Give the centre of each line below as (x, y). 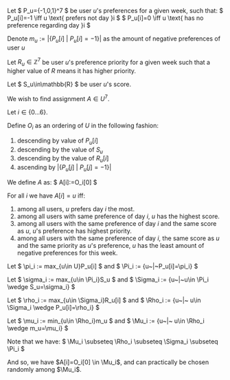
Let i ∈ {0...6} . (27, 112)
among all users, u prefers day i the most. (76, 209)
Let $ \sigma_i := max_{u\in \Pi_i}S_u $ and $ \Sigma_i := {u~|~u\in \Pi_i (108, 279)
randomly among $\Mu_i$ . (44, 369)
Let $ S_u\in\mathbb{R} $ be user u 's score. (69, 84)
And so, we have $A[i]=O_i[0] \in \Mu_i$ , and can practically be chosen (108, 362)
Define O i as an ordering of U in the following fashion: (83, 126)
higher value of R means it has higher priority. (71, 71)
